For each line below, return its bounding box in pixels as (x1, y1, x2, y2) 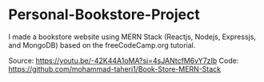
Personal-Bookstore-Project (8, 6, 200, 24)
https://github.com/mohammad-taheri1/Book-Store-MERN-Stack (8, 64, 222, 73)
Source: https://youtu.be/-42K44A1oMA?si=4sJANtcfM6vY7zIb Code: (8, 56, 239, 65)
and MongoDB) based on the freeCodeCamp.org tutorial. (8, 40, 196, 49)
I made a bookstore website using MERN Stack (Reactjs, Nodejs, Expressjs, (8, 32, 256, 41)
